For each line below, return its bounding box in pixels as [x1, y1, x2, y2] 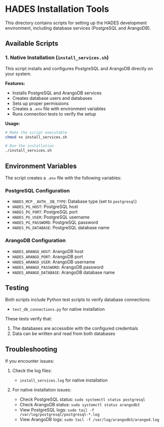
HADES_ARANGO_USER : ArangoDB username [12, 258, 95, 265]
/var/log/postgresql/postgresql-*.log [19, 412, 100, 417]
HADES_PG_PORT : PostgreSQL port [12, 209, 78, 215]
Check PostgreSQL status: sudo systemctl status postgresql [19, 396, 146, 402]
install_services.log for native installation [19, 377, 108, 384]
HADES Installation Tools [5, 3, 110, 15]
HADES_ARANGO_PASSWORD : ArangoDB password [12, 264, 104, 270]
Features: [5, 80, 26, 86]
